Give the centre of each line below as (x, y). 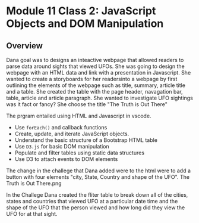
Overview (25, 46)
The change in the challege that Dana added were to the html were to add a (99, 171)
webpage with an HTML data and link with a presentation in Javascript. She (99, 72)
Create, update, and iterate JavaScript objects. (72, 134)
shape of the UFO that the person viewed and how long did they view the (96, 207)
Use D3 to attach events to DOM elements (66, 159)
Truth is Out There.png (34, 183)
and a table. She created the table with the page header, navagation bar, (94, 92)
